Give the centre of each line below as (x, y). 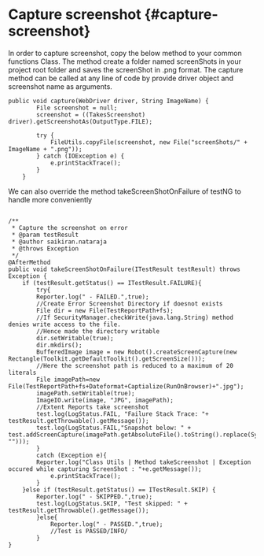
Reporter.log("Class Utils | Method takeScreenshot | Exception (144, 462)
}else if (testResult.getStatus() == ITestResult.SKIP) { (119, 490)
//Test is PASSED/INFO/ (89, 531)
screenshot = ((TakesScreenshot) (91, 115)
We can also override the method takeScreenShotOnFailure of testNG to (125, 191)
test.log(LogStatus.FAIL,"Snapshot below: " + (114, 428)
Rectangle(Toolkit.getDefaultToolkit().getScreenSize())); (107, 359)
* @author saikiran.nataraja (59, 242)
